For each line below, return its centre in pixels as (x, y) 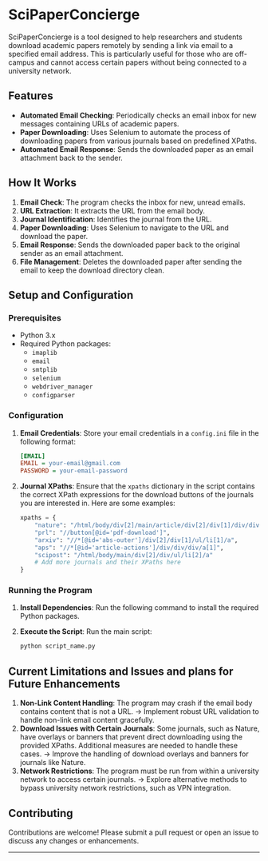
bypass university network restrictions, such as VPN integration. (125, 788)
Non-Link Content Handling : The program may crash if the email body (136, 703)
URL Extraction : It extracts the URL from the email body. (112, 210)
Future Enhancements (65, 684)
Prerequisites (35, 317)
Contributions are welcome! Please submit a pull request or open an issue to (134, 832)
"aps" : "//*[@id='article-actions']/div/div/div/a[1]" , (129, 548)
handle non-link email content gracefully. (87, 720)
